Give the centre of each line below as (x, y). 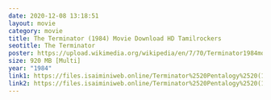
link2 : (19, 83)
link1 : (19, 76)
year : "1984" (30, 69)
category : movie (35, 31)
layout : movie (32, 23)
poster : (21, 53)
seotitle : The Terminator (52, 46)
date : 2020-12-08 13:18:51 (54, 16)
